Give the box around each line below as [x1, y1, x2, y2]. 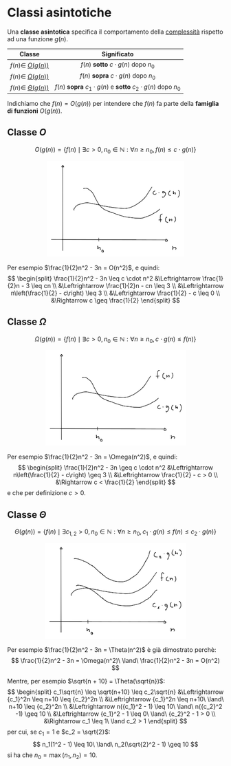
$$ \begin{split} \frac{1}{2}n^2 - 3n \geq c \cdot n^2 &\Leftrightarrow [17, 463, 214, 472]
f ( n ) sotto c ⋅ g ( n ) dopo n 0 [80, 60, 155, 70]
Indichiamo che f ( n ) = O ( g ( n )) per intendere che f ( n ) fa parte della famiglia [7, 100, 219, 108]
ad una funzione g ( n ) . [7, 34, 69, 43]
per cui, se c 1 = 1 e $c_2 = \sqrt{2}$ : [7, 727, 111, 737]
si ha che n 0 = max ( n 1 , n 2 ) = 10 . [7, 751, 98, 760]
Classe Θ [7, 509, 47, 521]
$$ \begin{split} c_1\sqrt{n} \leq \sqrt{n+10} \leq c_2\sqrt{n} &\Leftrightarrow [7, 688, 224, 696]
